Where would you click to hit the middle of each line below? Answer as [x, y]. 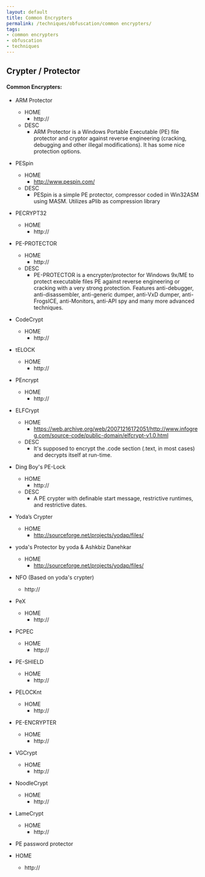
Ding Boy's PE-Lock [40, 467]
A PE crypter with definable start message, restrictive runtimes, [114, 499]
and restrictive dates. [60, 505]
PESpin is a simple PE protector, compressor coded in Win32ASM [116, 195]
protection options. [57, 152]
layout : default [27, 12]
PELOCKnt [28, 692]
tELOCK [25, 350]
